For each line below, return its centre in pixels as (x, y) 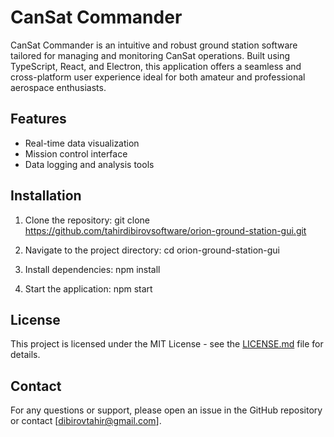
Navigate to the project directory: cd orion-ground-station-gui (152, 250)
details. (25, 355)
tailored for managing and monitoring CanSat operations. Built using (150, 55)
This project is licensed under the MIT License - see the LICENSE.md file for (167, 344)
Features (38, 119)
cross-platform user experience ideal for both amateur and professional (158, 77)
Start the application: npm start (88, 288)
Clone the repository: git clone (87, 220)
